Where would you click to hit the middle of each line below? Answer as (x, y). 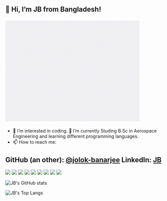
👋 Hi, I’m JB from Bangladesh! (53, 9)
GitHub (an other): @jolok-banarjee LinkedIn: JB (83, 160)
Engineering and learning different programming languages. (76, 136)
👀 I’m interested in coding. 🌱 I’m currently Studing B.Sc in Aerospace (85, 130)
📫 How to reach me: (34, 142)
